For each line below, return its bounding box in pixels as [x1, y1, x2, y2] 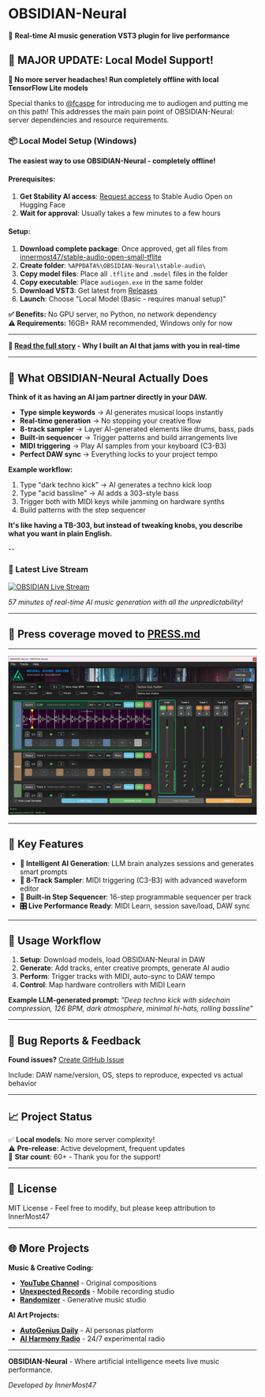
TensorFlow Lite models [8, 83, 88, 92]
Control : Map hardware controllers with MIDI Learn [19, 980, 186, 990]
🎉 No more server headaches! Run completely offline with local [8, 74, 219, 84]
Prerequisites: [8, 174, 56, 184]
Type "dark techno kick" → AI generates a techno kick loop [19, 480, 212, 490]
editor [19, 883, 39, 893]
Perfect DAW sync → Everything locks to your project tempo [19, 450, 218, 459]
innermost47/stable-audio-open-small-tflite [19, 252, 162, 262]
